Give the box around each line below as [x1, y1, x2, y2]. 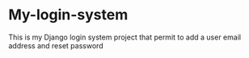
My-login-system [8, 6, 129, 24]
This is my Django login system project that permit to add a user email [8, 32, 241, 42]
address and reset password [8, 40, 103, 50]
